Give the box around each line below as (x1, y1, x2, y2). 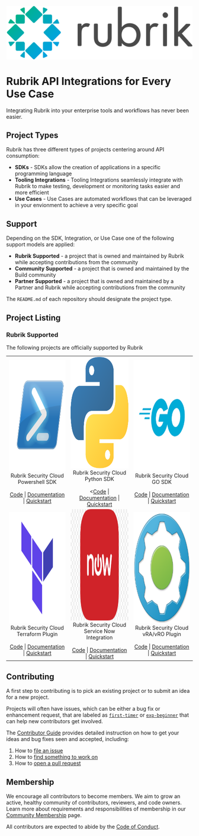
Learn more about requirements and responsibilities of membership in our (6, 805, 187, 813)
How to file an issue (14, 747, 63, 754)
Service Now (84, 627, 115, 635)
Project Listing (6, 312, 61, 323)
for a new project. (6, 693, 49, 701)
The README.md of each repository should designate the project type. (6, 296, 173, 303)
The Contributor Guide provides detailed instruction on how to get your (6, 729, 179, 736)
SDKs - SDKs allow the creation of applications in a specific (14, 164, 161, 171)
